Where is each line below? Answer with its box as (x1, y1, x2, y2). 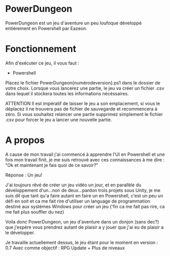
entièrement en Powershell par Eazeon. (5, 25, 87, 31)
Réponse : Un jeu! (5, 172, 43, 178)
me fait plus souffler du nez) (5, 209, 64, 215)
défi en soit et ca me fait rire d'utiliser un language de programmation (5, 198, 151, 204)
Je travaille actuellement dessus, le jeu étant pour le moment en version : (5, 239, 158, 245)
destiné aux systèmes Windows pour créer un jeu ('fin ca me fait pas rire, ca (5, 203, 165, 209)
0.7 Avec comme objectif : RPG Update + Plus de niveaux (5, 245, 125, 251)
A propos (5, 134, 45, 146)
